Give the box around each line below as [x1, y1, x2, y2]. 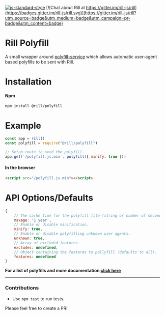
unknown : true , [14, 236, 45, 241]
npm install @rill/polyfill [5, 104, 63, 109]
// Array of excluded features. [14, 240, 80, 245]
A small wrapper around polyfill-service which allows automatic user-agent [5, 54, 157, 59]
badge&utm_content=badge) [5, 20, 63, 26]
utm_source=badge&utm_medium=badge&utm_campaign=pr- [5, 15, 131, 21]
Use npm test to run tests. [12, 295, 65, 302]
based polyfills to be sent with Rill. [5, 59, 75, 65]
